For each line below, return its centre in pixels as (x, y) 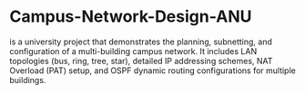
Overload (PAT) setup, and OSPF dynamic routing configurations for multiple (152, 70)
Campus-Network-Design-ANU (131, 17)
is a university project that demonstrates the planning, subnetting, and (141, 42)
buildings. (28, 80)
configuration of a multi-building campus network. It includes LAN (133, 51)
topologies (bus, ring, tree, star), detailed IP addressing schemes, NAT (141, 61)
